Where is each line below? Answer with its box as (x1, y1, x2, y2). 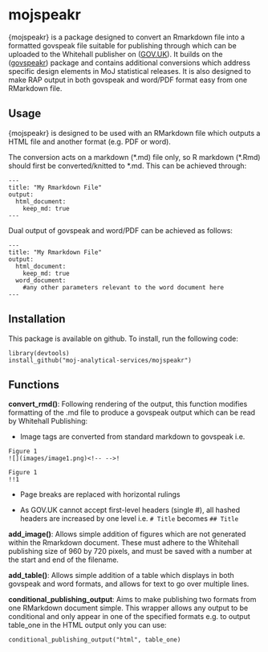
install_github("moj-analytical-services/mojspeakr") (8, 356, 193, 364)
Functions (8, 378, 60, 392)
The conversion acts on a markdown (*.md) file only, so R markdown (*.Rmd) (8, 152, 261, 162)
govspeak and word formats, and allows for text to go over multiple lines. (8, 579, 250, 588)
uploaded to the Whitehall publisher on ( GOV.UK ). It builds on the (8, 49, 223, 59)
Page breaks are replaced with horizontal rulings (19, 490, 181, 499)
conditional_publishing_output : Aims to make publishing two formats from (8, 595, 257, 605)
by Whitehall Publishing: (8, 416, 88, 426)
